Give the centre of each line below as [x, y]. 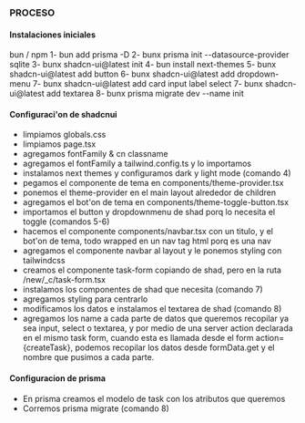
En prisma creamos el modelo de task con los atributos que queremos [154, 398]
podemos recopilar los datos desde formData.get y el [175, 347]
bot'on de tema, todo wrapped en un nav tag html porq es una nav [147, 241]
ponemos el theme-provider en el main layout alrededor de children [149, 192]
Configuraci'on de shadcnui [63, 114]
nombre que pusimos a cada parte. [88, 357]
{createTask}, [48, 347]
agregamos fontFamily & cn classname [95, 154]
